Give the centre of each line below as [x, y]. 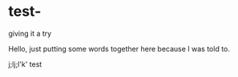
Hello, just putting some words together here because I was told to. [119, 48]
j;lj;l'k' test [25, 64]
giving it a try [30, 33]
